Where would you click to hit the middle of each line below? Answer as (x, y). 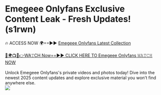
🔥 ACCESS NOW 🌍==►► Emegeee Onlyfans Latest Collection (68, 43)
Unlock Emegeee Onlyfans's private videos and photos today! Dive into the (80, 72)
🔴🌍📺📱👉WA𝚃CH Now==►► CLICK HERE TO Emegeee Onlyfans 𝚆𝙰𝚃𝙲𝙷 (79, 55)
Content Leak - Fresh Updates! (68, 19)
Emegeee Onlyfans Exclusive (65, 9)
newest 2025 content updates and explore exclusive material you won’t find (81, 78)
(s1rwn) (21, 29)
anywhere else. (20, 82)
